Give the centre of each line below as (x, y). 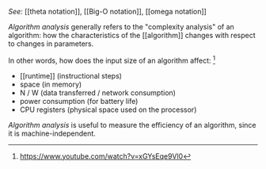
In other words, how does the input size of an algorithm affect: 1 (112, 60)
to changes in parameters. (51, 44)
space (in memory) (51, 84)
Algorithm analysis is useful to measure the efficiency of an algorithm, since (132, 125)
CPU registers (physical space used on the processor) (108, 109)
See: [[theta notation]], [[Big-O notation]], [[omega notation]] (108, 12)
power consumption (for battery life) (79, 101)
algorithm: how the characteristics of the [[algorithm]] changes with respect (132, 35)
